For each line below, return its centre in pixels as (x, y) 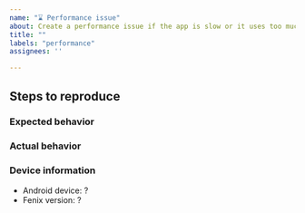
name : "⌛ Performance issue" (65, 18)
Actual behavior (45, 146)
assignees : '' (36, 52)
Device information (53, 170)
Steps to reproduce (65, 96)
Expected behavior (52, 121)
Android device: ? (55, 190)
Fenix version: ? (52, 199)
